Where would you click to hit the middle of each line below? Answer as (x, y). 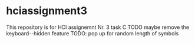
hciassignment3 (47, 11)
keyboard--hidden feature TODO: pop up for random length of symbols (92, 33)
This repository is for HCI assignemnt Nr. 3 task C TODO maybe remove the (98, 27)
